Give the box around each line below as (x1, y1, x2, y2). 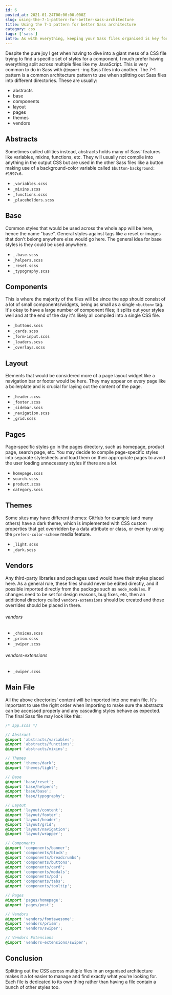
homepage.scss (12, 471, 43, 476)
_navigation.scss (12, 411, 50, 416)
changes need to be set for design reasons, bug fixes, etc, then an (5, 591, 146, 597)
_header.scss (12, 394, 41, 400)
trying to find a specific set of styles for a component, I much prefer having (5, 55, 164, 62)
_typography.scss (12, 269, 50, 274)
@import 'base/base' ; (5, 789, 52, 794)
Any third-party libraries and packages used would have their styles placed (5, 575, 164, 581)
